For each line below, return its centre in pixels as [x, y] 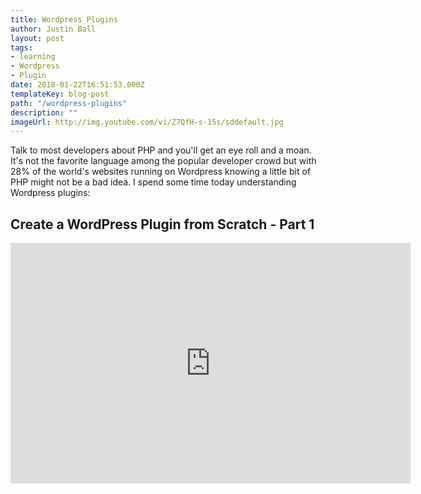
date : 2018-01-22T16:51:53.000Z [77, 85]
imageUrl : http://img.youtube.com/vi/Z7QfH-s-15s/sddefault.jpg [147, 122]
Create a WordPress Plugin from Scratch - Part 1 [162, 224]
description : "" [44, 112]
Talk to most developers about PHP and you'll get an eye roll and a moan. [161, 150]
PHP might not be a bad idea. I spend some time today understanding [153, 182]
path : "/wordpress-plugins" [69, 103]
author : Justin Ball [53, 29]
